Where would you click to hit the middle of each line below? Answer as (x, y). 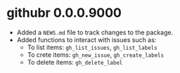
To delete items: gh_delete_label (75, 62)
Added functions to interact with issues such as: (86, 39)
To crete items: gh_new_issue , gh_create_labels (96, 55)
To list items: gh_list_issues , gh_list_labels (92, 47)
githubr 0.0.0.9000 (64, 13)
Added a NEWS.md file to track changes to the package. (95, 32)
